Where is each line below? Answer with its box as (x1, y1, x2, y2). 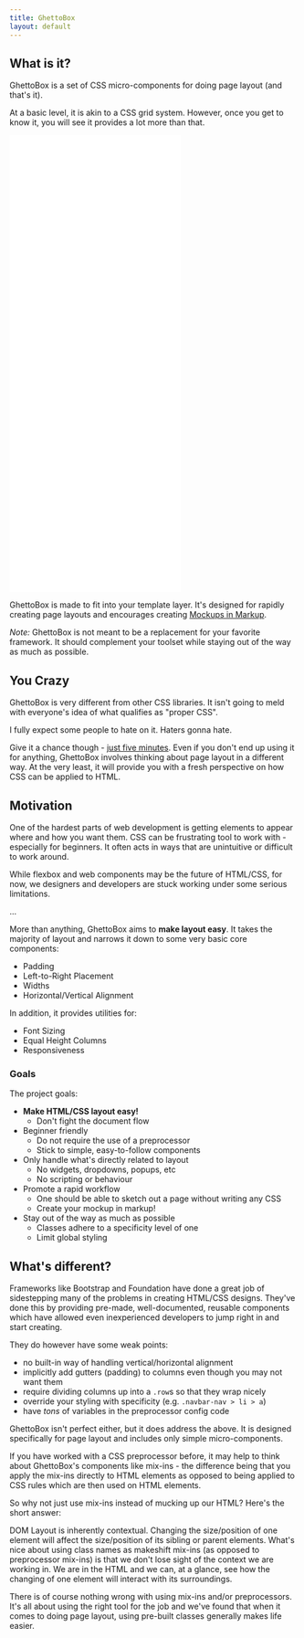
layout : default (9, 22, 71, 31)
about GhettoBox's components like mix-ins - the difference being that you (9, 1461, 290, 1472)
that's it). (9, 90, 43, 100)
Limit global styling (36, 1232, 108, 1243)
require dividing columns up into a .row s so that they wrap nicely (22, 1386, 267, 1398)
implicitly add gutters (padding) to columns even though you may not (22, 1367, 283, 1378)
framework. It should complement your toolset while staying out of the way (9, 637, 292, 648)
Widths (22, 979, 50, 991)
